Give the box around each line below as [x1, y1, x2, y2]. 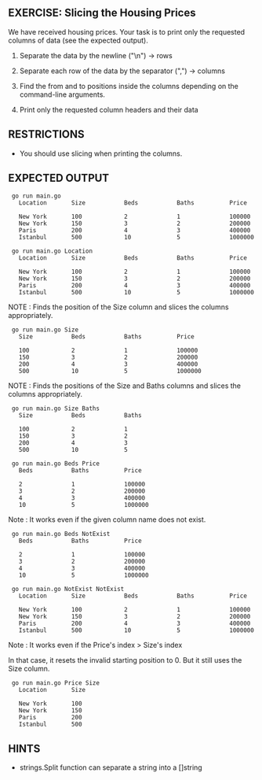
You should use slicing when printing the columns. [19, 149, 183, 158]
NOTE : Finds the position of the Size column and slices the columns [8, 302, 229, 312]
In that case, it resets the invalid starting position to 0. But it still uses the [8, 656, 242, 665]
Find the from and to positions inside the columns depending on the [19, 81, 239, 91]
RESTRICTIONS [8, 128, 85, 141]
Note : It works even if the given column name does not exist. [8, 515, 206, 524]
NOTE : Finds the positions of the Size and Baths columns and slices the [8, 381, 242, 390]
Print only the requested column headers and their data [19, 105, 198, 114]
